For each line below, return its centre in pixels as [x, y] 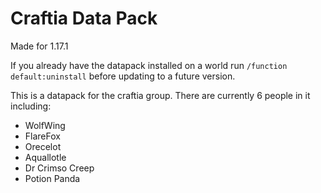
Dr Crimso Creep [59, 168]
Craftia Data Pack [84, 18]
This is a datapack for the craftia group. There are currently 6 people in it [160, 95]
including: [31, 106]
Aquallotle [45, 157]
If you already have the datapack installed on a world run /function [149, 65]
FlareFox [42, 136]
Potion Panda [52, 178]
